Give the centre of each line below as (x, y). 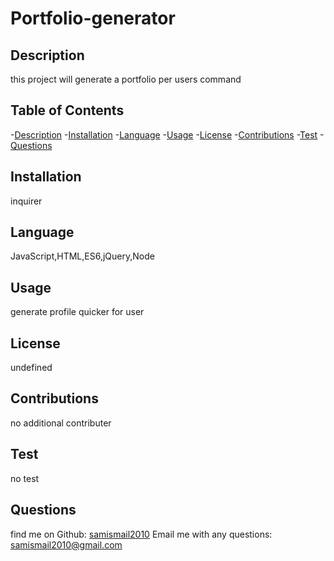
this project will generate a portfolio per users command (126, 79)
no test (25, 478)
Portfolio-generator (93, 18)
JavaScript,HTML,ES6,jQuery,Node (82, 256)
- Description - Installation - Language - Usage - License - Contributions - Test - (167, 134)
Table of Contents (67, 110)
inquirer (26, 201)
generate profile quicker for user (77, 312)
